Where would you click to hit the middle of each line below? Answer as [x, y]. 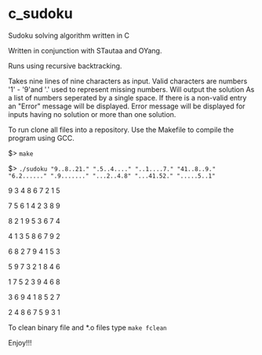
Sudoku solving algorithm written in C [69, 35]
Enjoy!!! [20, 342]
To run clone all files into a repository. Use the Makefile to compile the [121, 130]
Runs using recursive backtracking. [65, 66]
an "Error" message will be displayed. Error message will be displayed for [127, 106]
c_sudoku [40, 14]
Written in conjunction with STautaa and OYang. [85, 50]
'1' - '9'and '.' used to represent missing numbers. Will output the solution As [131, 89]
